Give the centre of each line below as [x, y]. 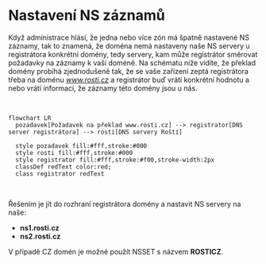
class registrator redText [60, 173]
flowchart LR [30, 118]
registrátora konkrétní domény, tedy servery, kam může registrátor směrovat [133, 54]
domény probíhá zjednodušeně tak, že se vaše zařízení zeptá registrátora [128, 71]
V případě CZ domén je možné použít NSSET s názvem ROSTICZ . [116, 251]
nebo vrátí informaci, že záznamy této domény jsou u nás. [103, 88]
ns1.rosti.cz [39, 227]
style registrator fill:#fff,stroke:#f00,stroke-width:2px [115, 160]
